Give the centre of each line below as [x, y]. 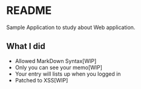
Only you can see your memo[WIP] [59, 67]
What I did [26, 46]
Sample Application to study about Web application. [71, 27]
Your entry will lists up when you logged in [68, 74]
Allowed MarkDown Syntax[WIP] [56, 61]
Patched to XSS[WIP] [41, 80]
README [29, 11]
